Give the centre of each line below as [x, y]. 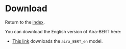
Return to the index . [25, 22]
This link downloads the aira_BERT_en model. [57, 41]
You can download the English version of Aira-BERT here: [63, 31]
